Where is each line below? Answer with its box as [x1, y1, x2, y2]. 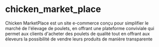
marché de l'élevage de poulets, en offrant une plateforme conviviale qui [5, 25, 155, 31]
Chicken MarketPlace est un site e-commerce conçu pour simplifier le [5, 20, 149, 26]
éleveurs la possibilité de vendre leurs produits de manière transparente [5, 36, 153, 42]
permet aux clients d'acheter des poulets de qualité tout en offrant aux [5, 30, 151, 36]
